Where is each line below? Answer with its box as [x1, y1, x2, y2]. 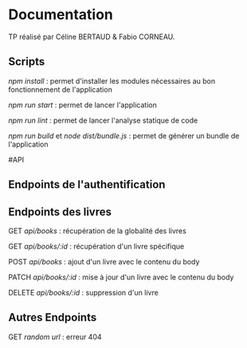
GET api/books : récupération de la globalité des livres [8, 225, 187, 236]
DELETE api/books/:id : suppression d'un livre [8, 287, 159, 297]
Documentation [8, 6, 114, 24]
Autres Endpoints [8, 311, 97, 324]
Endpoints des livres [8, 205, 112, 218]
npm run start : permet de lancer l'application [8, 100, 158, 109]
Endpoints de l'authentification [8, 178, 166, 192]
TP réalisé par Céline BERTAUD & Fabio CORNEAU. [8, 32, 175, 41]
